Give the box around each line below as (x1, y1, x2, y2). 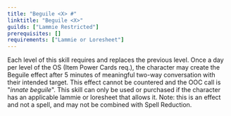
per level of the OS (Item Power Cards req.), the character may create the (7, 63, 220, 72)
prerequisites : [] (7, 30, 61, 37)
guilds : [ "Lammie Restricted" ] (7, 23, 99, 30)
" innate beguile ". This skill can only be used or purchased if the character (7, 86, 220, 94)
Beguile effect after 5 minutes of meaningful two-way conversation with (7, 71, 216, 79)
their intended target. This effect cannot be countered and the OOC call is (7, 78, 221, 86)
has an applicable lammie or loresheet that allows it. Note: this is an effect (7, 93, 221, 102)
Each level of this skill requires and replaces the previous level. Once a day (7, 56, 224, 64)
